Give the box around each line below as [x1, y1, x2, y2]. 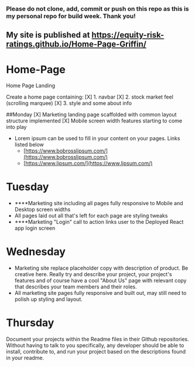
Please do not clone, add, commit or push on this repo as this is [6, 5, 189, 13]
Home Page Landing [6, 82, 56, 89]
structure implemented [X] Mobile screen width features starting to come [6, 117, 183, 124]
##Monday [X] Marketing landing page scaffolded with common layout [6, 111, 177, 118]
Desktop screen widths [14, 206, 71, 213]
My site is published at [6, 30, 90, 40]
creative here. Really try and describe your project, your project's [14, 271, 172, 278]
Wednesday [6, 245, 66, 259]
